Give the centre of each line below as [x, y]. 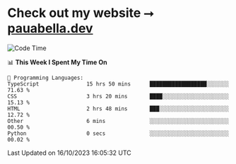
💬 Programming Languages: [45, 78]
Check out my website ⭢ [81, 13]
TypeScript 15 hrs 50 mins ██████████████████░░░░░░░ [118, 84]
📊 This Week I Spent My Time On [57, 62]
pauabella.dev [50, 29]
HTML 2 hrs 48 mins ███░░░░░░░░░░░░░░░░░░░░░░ [118, 109]
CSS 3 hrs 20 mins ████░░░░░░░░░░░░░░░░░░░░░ [118, 96]
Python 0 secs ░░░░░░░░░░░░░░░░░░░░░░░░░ [118, 133]
